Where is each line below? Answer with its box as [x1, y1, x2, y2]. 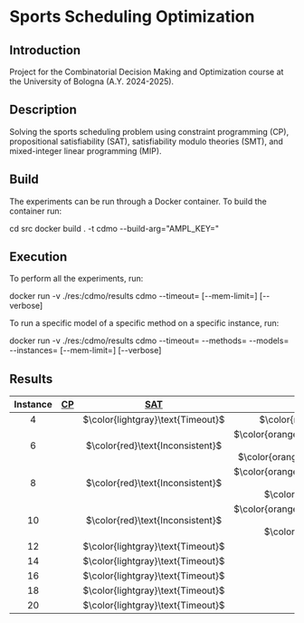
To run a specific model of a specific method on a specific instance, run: [9, 318, 280, 329]
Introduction [9, 43, 81, 58]
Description [9, 102, 77, 118]
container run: [9, 206, 62, 216]
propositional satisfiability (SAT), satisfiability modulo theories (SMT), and [9, 136, 283, 147]
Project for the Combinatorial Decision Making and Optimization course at [9, 66, 284, 77]
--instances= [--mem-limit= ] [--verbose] [9, 345, 162, 356]
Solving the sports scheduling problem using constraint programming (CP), [9, 126, 290, 137]
